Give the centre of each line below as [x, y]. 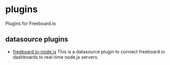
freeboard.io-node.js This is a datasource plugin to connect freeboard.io [89, 51]
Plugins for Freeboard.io [31, 23]
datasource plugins [37, 39]
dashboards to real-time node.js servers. [55, 57]
